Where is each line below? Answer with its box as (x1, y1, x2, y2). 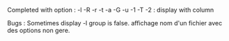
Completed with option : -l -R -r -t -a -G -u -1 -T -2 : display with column (7, 6, 214, 14)
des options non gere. (7, 27, 70, 34)
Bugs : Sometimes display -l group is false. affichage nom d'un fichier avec (7, 19, 223, 27)
